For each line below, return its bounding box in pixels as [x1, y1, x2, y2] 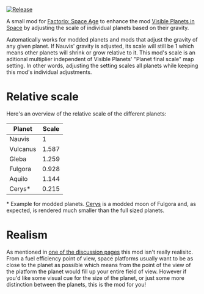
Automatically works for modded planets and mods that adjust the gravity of [6, 36, 198, 43]
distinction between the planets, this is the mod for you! [6, 281, 147, 288]
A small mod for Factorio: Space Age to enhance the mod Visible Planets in [6, 18, 195, 24]
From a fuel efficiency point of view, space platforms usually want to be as [6, 254, 194, 262]
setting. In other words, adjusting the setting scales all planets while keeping [6, 62, 199, 69]
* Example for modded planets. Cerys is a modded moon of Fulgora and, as [6, 200, 197, 207]
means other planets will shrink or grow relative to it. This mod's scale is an [6, 49, 195, 56]
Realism [6, 228, 48, 242]
